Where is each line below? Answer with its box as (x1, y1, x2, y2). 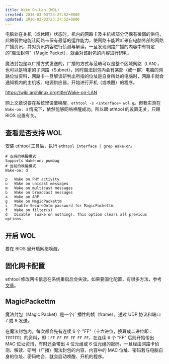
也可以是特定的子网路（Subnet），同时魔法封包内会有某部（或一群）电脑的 (5, 67, 159, 73)
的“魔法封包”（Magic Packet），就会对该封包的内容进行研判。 (5, 50, 132, 56)
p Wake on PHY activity (5, 177, 59, 182)
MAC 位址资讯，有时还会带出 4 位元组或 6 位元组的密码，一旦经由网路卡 (5, 340, 155, 347)
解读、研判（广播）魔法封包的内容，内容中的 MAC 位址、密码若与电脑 (14, 347, 159, 353)
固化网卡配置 (5, 262, 45, 270)
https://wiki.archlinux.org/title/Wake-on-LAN (5, 89, 98, 96)
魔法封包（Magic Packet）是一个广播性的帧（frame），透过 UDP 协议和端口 (5, 311, 161, 317)
